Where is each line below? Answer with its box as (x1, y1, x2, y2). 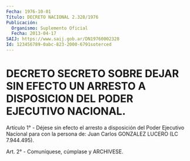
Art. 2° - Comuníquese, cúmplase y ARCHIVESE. (6, 148, 124, 155)
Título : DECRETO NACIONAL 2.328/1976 (6, 14, 99, 20)
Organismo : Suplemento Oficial (11, 25, 88, 31)
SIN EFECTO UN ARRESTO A (6, 80, 146, 93)
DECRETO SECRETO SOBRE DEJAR (6, 67, 179, 80)
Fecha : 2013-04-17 (11, 31, 57, 37)
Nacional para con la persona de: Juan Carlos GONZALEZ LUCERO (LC (6, 130, 178, 137)
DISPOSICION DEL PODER (6, 92, 134, 106)
